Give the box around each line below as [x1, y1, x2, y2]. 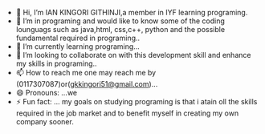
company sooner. [15, 117, 74, 126]
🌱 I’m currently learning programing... [15, 42, 141, 51]
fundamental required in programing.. [15, 33, 141, 43]
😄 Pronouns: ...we [15, 88, 78, 97]
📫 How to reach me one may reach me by [15, 68, 157, 77]
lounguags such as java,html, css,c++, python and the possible [15, 25, 226, 34]
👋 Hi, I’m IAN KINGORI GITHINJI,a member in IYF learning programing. [15, 8, 248, 17]
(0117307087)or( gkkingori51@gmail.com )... [15, 79, 158, 88]
